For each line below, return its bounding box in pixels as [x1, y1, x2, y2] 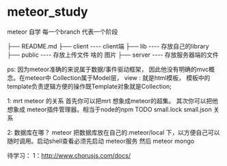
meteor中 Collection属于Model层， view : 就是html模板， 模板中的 [25, 73, 211, 82]
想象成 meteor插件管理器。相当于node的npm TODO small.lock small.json [7, 105, 212, 113]
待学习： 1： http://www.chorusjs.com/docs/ [7, 151, 131, 159]
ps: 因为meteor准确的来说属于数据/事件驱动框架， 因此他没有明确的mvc [7, 65, 209, 73]
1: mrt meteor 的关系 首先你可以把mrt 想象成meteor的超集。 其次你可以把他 [7, 96, 219, 105]
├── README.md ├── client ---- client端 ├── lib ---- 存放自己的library [7, 42, 210, 50]
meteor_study [7, 4, 88, 20]
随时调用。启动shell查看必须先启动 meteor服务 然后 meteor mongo [7, 137, 195, 145]
